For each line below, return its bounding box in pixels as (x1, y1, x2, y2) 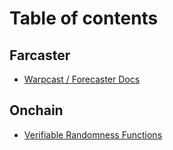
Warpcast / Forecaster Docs (23, 73, 141, 85)
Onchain (9, 102, 64, 119)
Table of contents (9, 7, 159, 30)
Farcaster (9, 47, 71, 64)
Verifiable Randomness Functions (23, 128, 163, 141)
